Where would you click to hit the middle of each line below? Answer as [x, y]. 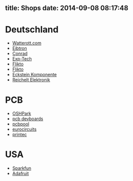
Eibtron [19, 48]
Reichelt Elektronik [31, 80]
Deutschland [32, 29]
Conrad [20, 53]
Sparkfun [22, 168]
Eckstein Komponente [34, 75]
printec [19, 135]
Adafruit [20, 174]
